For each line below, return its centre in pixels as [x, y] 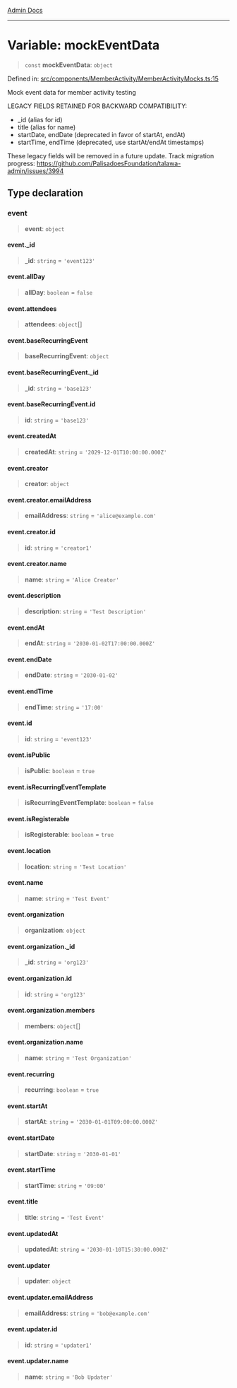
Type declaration [45, 193]
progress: [21, 163]
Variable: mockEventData [84, 46]
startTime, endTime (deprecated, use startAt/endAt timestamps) [111, 142]
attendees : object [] [53, 324]
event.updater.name [38, 1361]
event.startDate [31, 1138]
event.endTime [30, 691]
